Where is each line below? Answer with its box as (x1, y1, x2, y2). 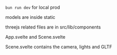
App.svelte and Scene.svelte (5, 34, 65, 40)
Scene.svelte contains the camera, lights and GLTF (5, 44, 112, 50)
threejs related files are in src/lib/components (5, 24, 101, 30)
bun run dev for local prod (5, 5, 60, 10)
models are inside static (5, 14, 56, 20)
